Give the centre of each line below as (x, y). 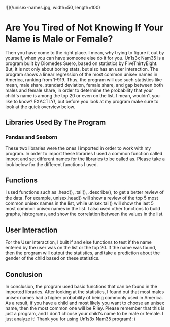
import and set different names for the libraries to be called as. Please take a (85, 159)
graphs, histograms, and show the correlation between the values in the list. (84, 214)
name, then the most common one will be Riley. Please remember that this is (85, 308)
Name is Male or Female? (59, 39)
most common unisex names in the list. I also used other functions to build (83, 209)
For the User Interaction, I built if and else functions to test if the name (79, 242)
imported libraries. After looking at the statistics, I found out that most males (85, 292)
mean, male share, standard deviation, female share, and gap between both (84, 85)
